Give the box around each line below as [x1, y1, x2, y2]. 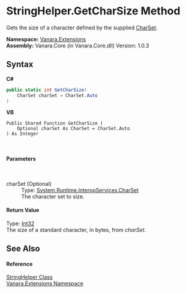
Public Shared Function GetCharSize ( [6, 120, 103, 126]
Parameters [6, 155, 36, 162]
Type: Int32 [6, 220, 35, 227]
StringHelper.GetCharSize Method [6, 4, 181, 18]
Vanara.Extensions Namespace [6, 280, 84, 287]
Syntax [6, 59, 34, 70]
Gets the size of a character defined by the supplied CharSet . [6, 24, 158, 31]
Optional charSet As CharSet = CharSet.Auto [17, 126, 130, 132]
